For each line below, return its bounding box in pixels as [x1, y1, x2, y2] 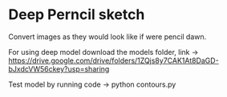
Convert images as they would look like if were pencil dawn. [8, 32, 207, 41]
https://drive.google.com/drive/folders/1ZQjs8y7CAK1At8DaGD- [8, 56, 219, 65]
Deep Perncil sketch [8, 6, 145, 24]
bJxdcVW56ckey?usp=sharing [8, 64, 110, 73]
